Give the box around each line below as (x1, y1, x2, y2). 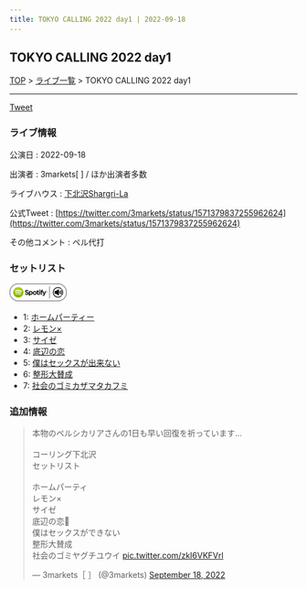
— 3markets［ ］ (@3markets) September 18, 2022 (31, 570, 226, 581)
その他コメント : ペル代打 (9, 236, 105, 247)
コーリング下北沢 (31, 449, 97, 460)
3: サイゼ (22, 335, 58, 346)
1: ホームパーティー (22, 312, 95, 323)
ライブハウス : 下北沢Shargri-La (9, 187, 129, 198)
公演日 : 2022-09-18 (9, 149, 87, 160)
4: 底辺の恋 (22, 346, 66, 357)
